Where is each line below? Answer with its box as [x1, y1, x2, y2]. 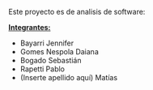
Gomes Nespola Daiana [19, 47, 99, 56]
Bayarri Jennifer [19, 38, 74, 48]
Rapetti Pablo [19, 64, 65, 74]
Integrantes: [8, 23, 51, 32]
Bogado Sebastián [19, 56, 82, 65]
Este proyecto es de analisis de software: [8, 7, 146, 16]
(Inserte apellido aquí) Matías [19, 73, 118, 82]
